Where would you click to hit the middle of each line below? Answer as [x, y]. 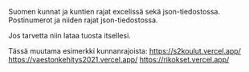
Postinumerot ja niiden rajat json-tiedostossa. [83, 20]
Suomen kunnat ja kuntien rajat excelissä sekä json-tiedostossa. [114, 12]
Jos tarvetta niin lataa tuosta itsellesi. [69, 36]
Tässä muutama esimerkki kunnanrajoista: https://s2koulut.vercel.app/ [124, 51]
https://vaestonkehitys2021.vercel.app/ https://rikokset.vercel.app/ [119, 60]
